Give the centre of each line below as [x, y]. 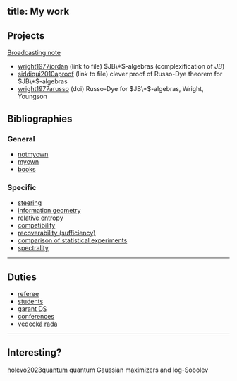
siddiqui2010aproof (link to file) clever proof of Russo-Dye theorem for [120, 74]
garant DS [32, 309]
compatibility [36, 225]
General [21, 139]
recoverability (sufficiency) [56, 233]
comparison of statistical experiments [72, 240]
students [30, 301]
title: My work [38, 12]
